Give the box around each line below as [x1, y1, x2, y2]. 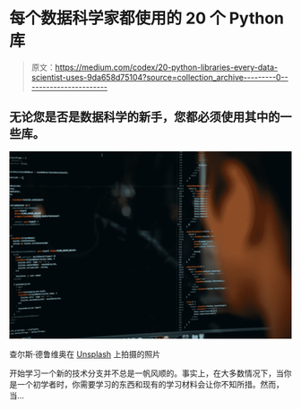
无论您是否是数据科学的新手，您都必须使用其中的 [9, 109, 280, 125]
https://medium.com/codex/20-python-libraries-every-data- [55, 62, 279, 72]
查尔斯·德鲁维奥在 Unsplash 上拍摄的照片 [9, 349, 161, 360]
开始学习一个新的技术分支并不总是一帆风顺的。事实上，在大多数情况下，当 [9, 368, 284, 379]
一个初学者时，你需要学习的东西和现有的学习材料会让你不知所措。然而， [16, 379, 284, 390]
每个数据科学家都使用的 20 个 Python [9, 8, 285, 29]
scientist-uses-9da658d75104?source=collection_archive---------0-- [30, 72, 288, 82]
